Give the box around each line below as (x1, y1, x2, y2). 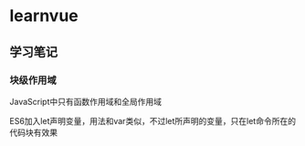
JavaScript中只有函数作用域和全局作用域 (9, 96, 163, 107)
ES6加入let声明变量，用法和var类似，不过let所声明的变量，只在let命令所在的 (9, 115, 297, 126)
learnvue (9, 5, 79, 26)
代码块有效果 (9, 127, 58, 138)
